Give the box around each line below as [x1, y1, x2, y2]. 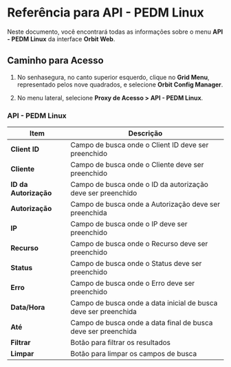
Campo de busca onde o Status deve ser [70, 259, 202, 269]
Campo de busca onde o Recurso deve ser [70, 239, 208, 249]
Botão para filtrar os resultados [70, 338, 170, 348]
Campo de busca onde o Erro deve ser [70, 278, 195, 288]
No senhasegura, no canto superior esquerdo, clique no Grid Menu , [16, 73, 210, 81]
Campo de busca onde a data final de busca [70, 318, 213, 328]
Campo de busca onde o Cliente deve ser [70, 160, 204, 170]
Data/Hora [10, 302, 45, 312]
